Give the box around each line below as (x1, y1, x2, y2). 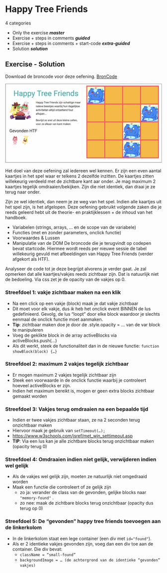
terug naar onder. (5, 189, 41, 195)
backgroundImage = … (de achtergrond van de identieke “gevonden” (19, 558, 161, 563)
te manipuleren (12, 327, 44, 333)
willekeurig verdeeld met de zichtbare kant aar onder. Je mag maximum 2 (5, 178, 156, 184)
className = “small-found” (19, 552, 76, 558)
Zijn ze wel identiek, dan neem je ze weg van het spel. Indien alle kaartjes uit (5, 199, 162, 205)
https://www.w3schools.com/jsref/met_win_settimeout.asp (12, 433, 133, 439)
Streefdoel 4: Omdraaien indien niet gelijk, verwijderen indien (5, 456, 157, 463)
